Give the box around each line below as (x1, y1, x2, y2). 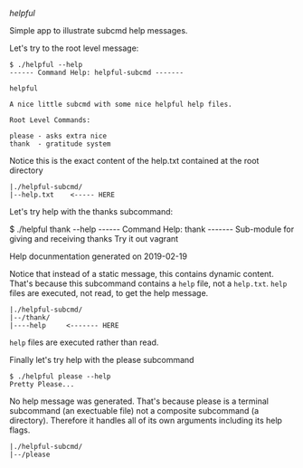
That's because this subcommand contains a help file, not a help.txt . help (9, 278, 288, 289)
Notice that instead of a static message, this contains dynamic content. (9, 269, 274, 279)
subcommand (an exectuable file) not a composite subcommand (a (9, 406, 260, 415)
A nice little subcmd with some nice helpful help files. (9, 100, 232, 109)
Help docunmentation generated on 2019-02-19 (9, 251, 188, 262)
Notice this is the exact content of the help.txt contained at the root (9, 156, 260, 166)
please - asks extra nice (9, 131, 107, 140)
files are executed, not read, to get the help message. (9, 288, 209, 298)
